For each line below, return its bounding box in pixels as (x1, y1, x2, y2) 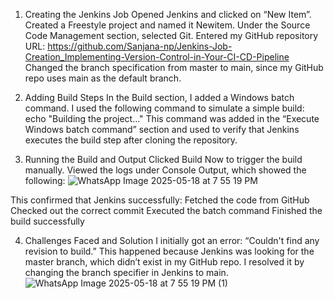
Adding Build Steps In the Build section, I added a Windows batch (24, 92, 295, 103)
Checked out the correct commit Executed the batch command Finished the (10, 205, 323, 216)
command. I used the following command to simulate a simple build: (24, 102, 305, 114)
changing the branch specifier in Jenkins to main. (24, 267, 229, 278)
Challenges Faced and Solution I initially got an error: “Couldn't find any (24, 235, 320, 246)
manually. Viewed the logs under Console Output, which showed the (24, 164, 307, 176)
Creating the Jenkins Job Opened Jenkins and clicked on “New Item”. (24, 9, 312, 20)
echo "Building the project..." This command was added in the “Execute (24, 113, 320, 124)
